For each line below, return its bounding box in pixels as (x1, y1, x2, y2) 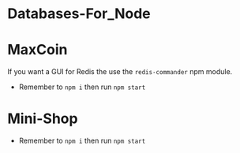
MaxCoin (7, 41, 68, 59)
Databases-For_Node (7, 5, 151, 23)
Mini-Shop (7, 110, 78, 128)
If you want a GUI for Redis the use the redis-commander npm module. (7, 67, 233, 76)
